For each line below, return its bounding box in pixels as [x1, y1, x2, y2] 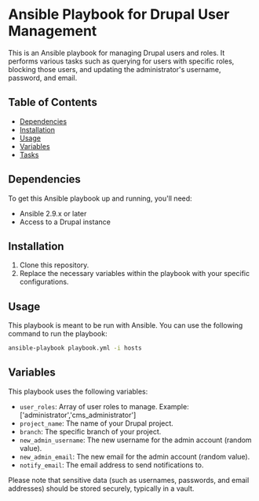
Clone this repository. [19, 260, 89, 270]
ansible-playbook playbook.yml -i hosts [8, 344, 143, 352]
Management [8, 22, 97, 40]
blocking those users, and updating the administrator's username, [8, 64, 221, 74]
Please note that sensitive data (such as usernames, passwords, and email [8, 475, 250, 485]
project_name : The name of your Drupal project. [19, 418, 174, 428]
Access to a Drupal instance [19, 217, 111, 227]
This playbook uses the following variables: [8, 387, 148, 396]
